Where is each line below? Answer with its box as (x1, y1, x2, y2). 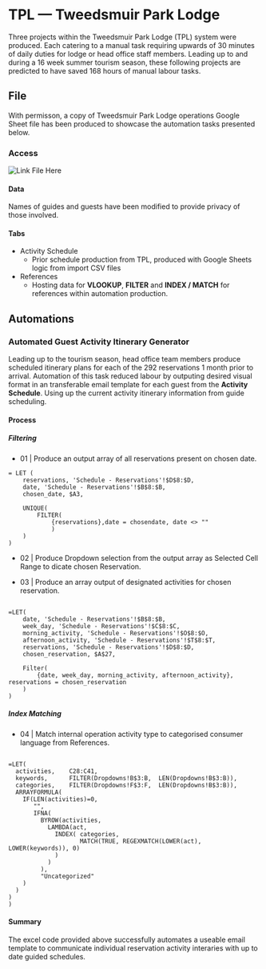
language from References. (19, 738, 110, 747)
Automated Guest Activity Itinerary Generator (8, 336, 190, 347)
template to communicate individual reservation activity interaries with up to (8, 943, 258, 953)
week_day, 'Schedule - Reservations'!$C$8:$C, (22, 622, 181, 630)
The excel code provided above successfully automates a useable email (8, 935, 246, 944)
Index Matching (8, 709, 62, 719)
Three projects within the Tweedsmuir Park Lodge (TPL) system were (8, 32, 237, 42)
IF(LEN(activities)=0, (22, 795, 98, 803)
